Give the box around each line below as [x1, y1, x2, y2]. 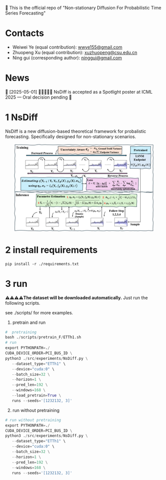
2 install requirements [5, 244, 98, 255]
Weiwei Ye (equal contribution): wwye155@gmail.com [12, 44, 123, 50]
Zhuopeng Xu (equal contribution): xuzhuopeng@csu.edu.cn [12, 49, 138, 55]
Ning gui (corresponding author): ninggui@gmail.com [12, 55, 122, 61]
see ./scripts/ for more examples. [5, 309, 73, 315]
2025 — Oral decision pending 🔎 [5, 94, 72, 100]
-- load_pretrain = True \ [11, 393, 61, 398]
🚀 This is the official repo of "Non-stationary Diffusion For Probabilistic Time [5, 5, 162, 11]
